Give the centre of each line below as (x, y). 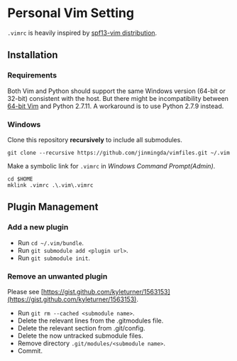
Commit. (30, 350)
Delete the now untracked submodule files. (81, 335)
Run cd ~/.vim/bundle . (50, 242)
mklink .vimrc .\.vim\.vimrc (50, 185)
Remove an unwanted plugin (57, 276)
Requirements (32, 75)
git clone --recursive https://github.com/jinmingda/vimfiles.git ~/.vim (119, 153)
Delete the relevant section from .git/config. (81, 328)
